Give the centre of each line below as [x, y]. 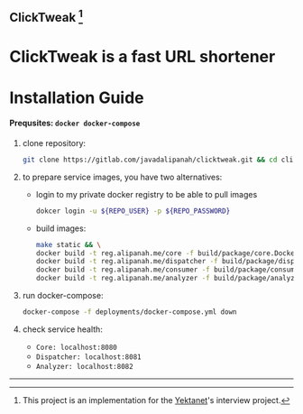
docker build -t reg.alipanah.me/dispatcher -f [127, 262]
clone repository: [54, 143]
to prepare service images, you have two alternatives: [122, 177]
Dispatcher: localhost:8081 [88, 357]
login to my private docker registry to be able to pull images [147, 194]
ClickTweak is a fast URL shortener [142, 56]
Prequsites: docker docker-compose [75, 123]
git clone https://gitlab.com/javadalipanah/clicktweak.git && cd [150, 160]
